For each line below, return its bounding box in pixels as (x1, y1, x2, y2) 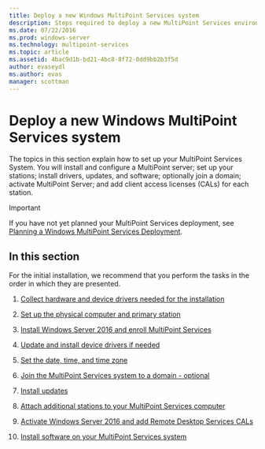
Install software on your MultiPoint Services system (20, 432, 187, 442)
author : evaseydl (9, 63, 66, 71)
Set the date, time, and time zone (20, 356, 128, 365)
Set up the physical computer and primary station (20, 309, 182, 320)
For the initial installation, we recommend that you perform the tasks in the (9, 271, 250, 280)
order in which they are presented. (9, 279, 121, 289)
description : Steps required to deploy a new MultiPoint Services (9, 19, 231, 27)
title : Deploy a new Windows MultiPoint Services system (9, 11, 200, 20)
